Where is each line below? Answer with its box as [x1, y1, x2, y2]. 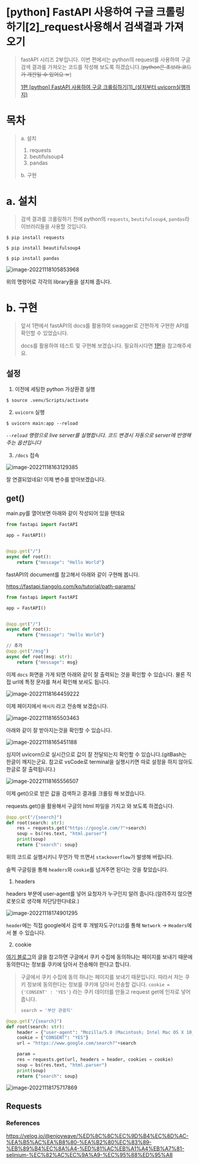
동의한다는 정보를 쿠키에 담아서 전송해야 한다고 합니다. [6, 961, 131, 968]
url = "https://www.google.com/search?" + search [17, 1040, 136, 1046]
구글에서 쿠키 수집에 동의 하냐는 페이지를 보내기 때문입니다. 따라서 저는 [20, 973, 184, 980]
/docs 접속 [14, 451, 40, 458]
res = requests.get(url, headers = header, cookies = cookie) [17, 1056, 174, 1062]
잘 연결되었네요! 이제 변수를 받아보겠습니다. [6, 476, 106, 483]
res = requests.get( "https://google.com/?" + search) [17, 825, 147, 831]
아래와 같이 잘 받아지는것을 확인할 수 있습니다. [6, 726, 113, 734]
